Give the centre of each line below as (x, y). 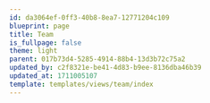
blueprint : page (39, 26)
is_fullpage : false (46, 43)
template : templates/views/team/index (81, 84)
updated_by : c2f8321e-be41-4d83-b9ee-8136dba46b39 (105, 68)
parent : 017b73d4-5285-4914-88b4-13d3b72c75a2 (97, 59)
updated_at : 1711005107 (54, 76)
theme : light (34, 51)
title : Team (31, 34)
